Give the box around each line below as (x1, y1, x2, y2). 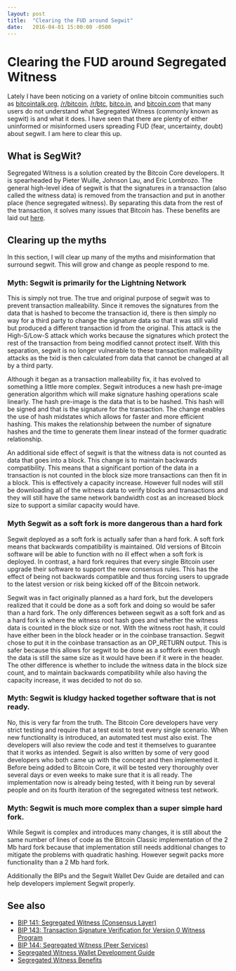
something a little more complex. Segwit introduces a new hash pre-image (7, 382, 223, 391)
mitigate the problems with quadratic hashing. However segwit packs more (7, 850, 224, 859)
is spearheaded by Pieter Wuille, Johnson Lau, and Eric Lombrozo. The (7, 176, 213, 185)
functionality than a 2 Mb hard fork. (7, 858, 110, 867)
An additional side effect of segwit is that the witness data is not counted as (7, 448, 227, 457)
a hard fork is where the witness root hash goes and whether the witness (7, 616, 218, 624)
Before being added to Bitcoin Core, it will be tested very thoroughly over (7, 763, 219, 771)
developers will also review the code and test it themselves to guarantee (7, 740, 216, 749)
